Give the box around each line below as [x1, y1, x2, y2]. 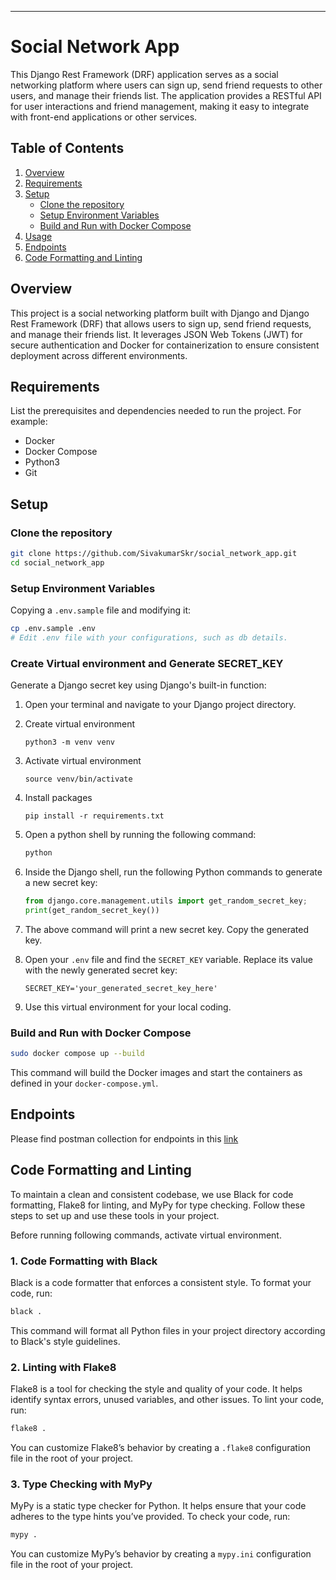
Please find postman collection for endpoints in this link [10, 1132, 239, 1145]
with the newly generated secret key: [24, 964, 178, 976]
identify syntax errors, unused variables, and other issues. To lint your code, [10, 1394, 325, 1406]
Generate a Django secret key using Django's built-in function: [10, 679, 267, 691]
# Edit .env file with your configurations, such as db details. [10, 632, 288, 643]
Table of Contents [10, 140, 125, 157]
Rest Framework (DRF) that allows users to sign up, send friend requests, [10, 317, 312, 330]
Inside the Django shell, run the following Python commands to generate [24, 866, 323, 878]
